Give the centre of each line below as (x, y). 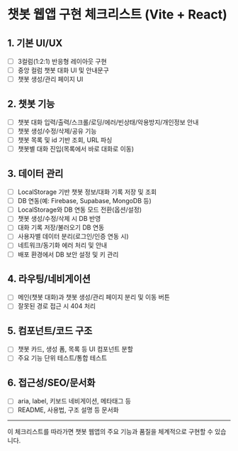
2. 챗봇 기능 (31, 104)
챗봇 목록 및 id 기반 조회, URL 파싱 (65, 140)
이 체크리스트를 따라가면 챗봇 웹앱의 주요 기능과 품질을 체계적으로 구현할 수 (110, 432)
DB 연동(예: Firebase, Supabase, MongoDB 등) (85, 201)
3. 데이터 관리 (35, 174)
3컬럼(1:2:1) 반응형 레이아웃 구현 (62, 61)
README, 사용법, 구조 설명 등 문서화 (68, 410)
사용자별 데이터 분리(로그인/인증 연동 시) (73, 237)
